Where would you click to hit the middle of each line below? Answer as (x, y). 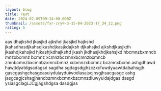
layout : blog (18, 10)
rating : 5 (15, 28)
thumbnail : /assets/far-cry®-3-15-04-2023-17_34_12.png (63, 23)
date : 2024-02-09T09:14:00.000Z (38, 19)
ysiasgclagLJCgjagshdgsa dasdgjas (41, 83)
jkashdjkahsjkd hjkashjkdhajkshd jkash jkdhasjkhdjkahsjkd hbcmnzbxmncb (80, 52)
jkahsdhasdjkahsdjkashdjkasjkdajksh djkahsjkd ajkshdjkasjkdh (68, 47)
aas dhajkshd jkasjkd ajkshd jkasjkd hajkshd (50, 42)
